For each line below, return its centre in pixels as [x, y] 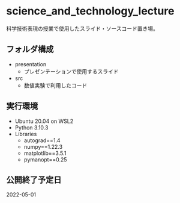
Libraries [26, 134]
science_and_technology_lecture [90, 11]
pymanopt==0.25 [45, 159]
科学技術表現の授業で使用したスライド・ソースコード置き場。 [82, 28]
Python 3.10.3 [31, 127]
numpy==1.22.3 [43, 146]
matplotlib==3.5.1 [45, 153]
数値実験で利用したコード [55, 85]
